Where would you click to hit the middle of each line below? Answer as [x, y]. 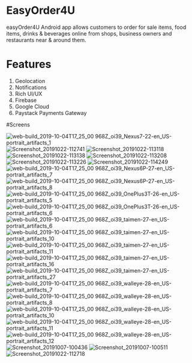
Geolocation [30, 81]
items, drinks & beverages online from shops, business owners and [89, 33]
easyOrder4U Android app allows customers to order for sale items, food [96, 27]
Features [29, 64]
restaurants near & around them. [46, 40]
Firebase [26, 100]
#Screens [18, 125]
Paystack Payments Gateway [51, 113]
